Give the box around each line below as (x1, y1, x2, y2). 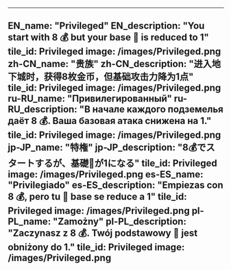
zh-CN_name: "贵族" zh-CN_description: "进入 (8, 58, 212, 70)
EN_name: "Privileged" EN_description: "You (8, 20, 205, 32)
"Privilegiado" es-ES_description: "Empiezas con (8, 180, 223, 191)
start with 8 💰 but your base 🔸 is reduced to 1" (8, 32, 210, 43)
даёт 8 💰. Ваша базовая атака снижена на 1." (8, 115, 212, 127)
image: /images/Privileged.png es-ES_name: (8, 169, 204, 180)
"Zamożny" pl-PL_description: (53, 216, 187, 228)
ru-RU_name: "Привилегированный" (8, 93, 172, 105)
